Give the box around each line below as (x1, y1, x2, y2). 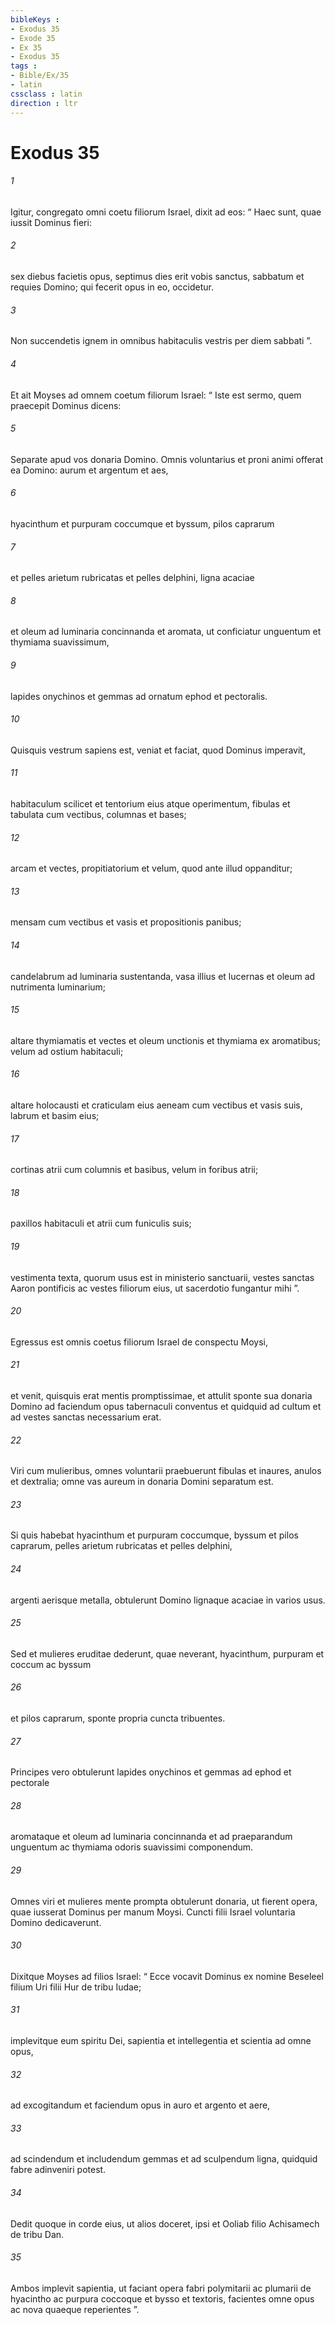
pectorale (10, 1777, 50, 1789)
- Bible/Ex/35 (10, 71, 70, 81)
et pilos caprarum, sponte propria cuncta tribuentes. (10, 1712, 226, 1724)
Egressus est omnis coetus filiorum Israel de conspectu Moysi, (10, 1336, 269, 1348)
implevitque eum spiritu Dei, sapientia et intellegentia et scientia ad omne (10, 2034, 312, 2046)
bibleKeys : (10, 14, 60, 25)
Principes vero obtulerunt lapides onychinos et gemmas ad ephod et (10, 1766, 292, 1778)
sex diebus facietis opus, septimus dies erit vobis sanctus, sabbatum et (10, 271, 305, 283)
